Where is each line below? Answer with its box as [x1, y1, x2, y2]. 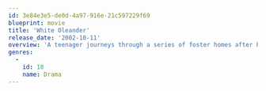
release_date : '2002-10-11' [8, 33, 101, 42]
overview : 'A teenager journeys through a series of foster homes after [8, 41, 253, 49]
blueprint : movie [8, 19, 66, 27]
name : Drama [22, 70, 62, 78]
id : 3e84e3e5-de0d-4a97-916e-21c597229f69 [8, 11, 150, 20]
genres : [8, 48, 34, 56]
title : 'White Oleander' [8, 26, 90, 34]
